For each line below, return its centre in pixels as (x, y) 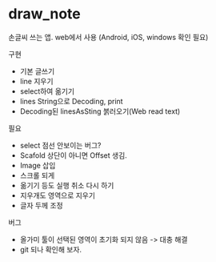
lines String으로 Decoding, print (71, 101)
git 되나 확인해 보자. (51, 249)
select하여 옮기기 (47, 91)
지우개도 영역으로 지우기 (58, 195)
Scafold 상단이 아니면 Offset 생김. (74, 155)
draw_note (45, 14)
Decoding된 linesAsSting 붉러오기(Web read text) (100, 111)
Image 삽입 (38, 165)
